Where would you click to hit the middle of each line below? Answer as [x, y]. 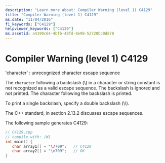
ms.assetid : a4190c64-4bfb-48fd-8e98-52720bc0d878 [60, 34]
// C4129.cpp [19, 132]
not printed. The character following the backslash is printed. [69, 93]
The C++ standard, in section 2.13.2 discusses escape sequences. [74, 113]
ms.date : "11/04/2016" [29, 19]
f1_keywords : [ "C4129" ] [30, 24]
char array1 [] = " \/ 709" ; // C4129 [52, 146]
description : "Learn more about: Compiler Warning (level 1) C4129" [79, 10]
